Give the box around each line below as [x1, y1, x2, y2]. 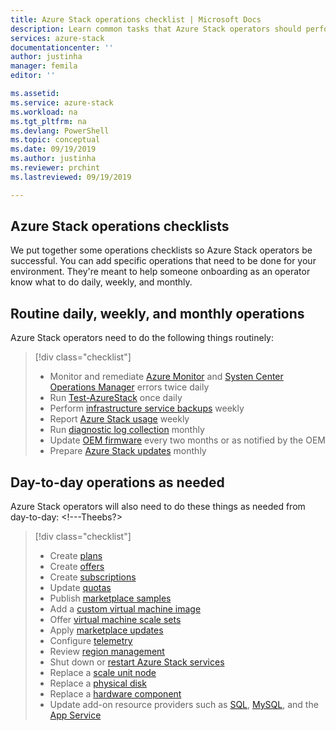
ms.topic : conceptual [10, 135, 101, 145]
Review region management [49, 646, 165, 658]
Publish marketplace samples [49, 592, 172, 605]
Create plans [49, 550, 103, 562]
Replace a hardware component [49, 688, 182, 700]
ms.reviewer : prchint [10, 163, 101, 173]
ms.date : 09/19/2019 [10, 144, 97, 155]
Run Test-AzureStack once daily [49, 392, 183, 404]
